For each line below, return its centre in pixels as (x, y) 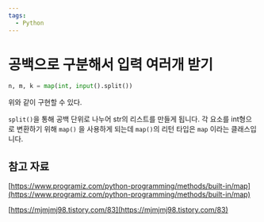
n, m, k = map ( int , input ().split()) (71, 86)
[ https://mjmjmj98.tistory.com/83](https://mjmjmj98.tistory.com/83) (118, 210)
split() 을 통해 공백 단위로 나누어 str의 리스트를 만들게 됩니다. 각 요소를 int (124, 119)
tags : (17, 15)
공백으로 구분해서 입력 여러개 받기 (111, 65)
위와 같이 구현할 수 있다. (45, 102)
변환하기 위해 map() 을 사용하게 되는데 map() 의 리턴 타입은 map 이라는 (123, 129)
